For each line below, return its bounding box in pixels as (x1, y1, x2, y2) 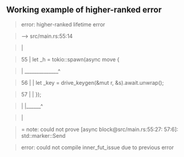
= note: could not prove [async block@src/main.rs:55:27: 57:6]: (21, 126, 179, 133)
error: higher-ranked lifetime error (21, 20, 106, 28)
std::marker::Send (21, 132, 66, 139)
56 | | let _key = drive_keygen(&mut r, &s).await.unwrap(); (21, 79, 164, 86)
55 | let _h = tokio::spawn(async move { (21, 55, 119, 63)
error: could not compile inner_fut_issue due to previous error (21, 144, 174, 151)
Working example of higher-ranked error (6, 5, 162, 15)
